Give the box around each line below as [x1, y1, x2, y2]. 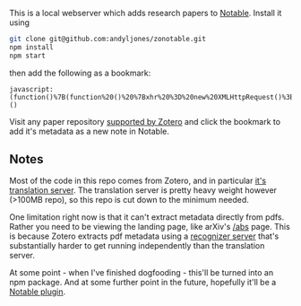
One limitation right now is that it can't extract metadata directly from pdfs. [9, 212, 285, 223]
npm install [9, 42, 54, 52]
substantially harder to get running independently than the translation [9, 240, 265, 251]
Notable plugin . [9, 286, 66, 297]
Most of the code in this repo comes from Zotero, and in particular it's [9, 175, 267, 187]
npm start [9, 51, 47, 60]
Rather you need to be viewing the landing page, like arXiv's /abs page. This [9, 222, 291, 232]
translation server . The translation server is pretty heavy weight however [9, 185, 278, 196]
